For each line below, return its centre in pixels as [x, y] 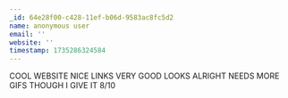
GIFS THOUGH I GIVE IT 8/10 [63, 86]
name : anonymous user [50, 26]
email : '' [28, 34]
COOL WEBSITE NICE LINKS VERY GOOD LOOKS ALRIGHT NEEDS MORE [144, 76]
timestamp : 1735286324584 [57, 51]
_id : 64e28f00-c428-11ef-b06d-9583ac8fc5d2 [92, 17]
